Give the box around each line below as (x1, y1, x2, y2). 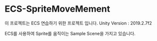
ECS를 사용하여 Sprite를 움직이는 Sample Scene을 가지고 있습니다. (4, 30, 136, 36)
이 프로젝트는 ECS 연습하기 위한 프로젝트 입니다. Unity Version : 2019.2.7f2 (4, 20, 152, 26)
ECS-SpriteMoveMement (4, 3, 110, 15)
